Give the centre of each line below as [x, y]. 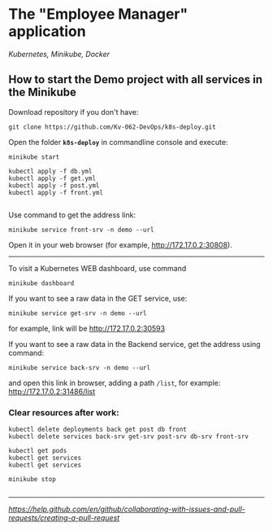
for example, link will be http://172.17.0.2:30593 [87, 328]
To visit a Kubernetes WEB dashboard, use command [97, 268]
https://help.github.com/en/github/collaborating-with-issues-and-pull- [127, 509]
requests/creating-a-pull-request [64, 518]
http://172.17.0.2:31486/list [52, 391]
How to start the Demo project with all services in [135, 79]
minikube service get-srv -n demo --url [78, 313]
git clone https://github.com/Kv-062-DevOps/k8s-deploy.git [113, 127]
